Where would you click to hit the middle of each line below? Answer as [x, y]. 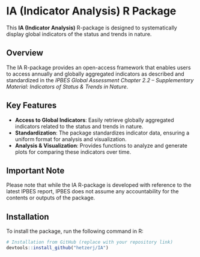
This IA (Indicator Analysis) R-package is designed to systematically [92, 28]
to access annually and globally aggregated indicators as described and [95, 74]
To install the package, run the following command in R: [75, 231]
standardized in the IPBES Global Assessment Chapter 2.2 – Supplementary [100, 80]
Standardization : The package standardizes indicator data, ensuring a [102, 133]
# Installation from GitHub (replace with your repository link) [89, 242]
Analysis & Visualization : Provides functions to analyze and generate [101, 145]
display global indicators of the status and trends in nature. [79, 34]
